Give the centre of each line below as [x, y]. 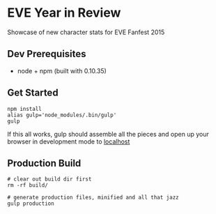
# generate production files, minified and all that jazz [93, 198]
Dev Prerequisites [47, 54]
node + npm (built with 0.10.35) [62, 70]
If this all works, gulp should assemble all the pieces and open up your [108, 134]
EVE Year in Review [64, 13]
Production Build [44, 163]
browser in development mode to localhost [69, 142]
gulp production [31, 204]
